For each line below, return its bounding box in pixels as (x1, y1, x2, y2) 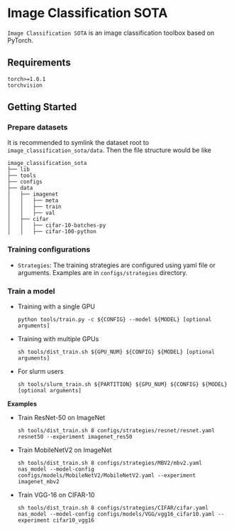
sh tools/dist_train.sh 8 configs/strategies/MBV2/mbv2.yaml (17, 460, 203, 467)
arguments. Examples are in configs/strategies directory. (17, 268, 188, 277)
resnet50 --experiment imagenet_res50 (17, 434, 133, 441)
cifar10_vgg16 (52, 517, 94, 524)
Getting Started (7, 101, 77, 113)
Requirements (7, 57, 71, 69)
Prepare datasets (7, 122, 68, 132)
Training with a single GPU (17, 302, 96, 311)
